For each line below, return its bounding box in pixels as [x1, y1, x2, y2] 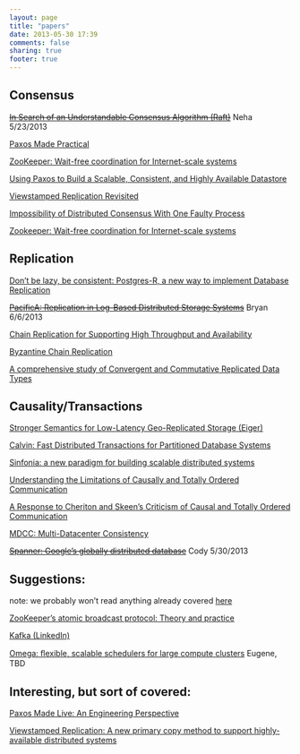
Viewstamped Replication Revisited [9, 190, 139, 201]
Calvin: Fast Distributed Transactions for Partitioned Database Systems [9, 440, 271, 450]
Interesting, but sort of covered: [9, 684, 192, 699]
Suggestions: [9, 571, 86, 587]
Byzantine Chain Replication [9, 346, 114, 356]
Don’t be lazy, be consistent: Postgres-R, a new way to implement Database [9, 275, 289, 286]
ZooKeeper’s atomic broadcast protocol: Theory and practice [9, 613, 235, 623]
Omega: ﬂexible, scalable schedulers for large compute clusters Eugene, [9, 648, 278, 659]
